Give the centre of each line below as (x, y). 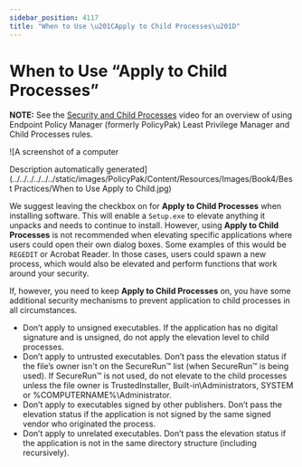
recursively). (46, 453)
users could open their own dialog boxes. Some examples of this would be (148, 244)
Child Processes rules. (51, 134)
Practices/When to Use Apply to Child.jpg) (93, 189)
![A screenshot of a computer (64, 152)
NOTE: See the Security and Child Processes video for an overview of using (151, 115)
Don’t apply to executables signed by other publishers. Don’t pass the (152, 405)
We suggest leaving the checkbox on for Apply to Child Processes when (146, 206)
